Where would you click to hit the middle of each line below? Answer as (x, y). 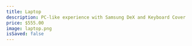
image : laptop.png (29, 28)
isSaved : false (25, 34)
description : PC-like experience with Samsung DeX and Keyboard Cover (96, 17)
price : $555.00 (25, 23)
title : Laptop (24, 12)
